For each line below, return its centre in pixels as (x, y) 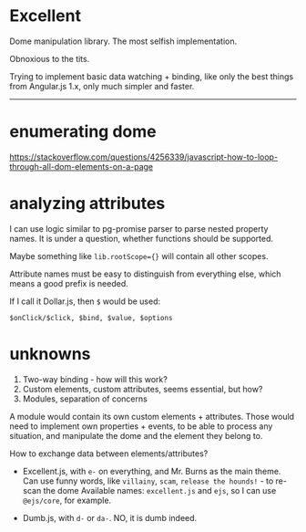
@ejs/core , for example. (67, 500)
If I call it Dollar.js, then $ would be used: (85, 301)
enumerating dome (83, 132)
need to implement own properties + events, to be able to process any (141, 426)
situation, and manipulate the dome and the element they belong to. (136, 435)
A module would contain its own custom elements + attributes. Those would (152, 416)
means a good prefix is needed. (69, 283)
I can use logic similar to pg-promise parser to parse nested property (139, 228)
